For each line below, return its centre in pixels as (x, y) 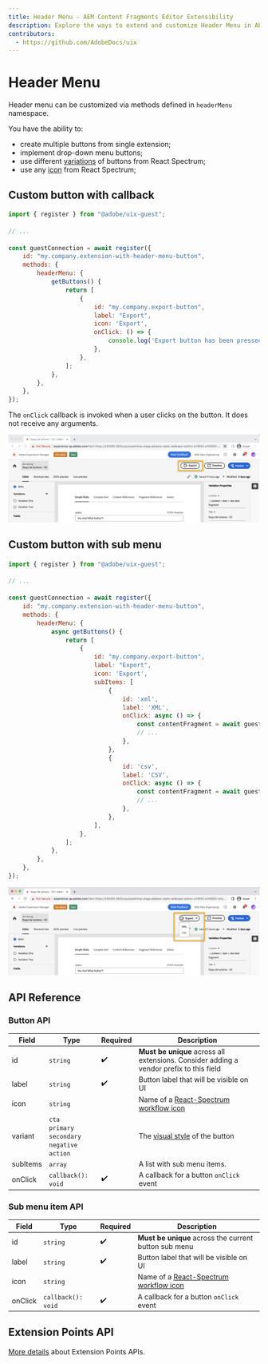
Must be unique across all (182, 1052)
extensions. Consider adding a (188, 1060)
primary (61, 1128)
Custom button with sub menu (85, 545)
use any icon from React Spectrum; (78, 170)
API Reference (45, 998)
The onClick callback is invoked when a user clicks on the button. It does (128, 415)
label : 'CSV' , (146, 775)
